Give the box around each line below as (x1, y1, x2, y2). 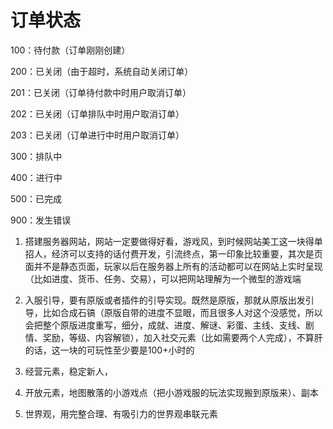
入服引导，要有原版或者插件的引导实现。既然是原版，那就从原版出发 (24, 294, 306, 306)
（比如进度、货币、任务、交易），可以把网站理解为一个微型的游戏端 (24, 272, 302, 285)
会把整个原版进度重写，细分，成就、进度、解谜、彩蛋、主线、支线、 (24, 319, 306, 331)
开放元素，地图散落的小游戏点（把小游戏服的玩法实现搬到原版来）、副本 (24, 386, 319, 398)
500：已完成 (10, 192, 62, 205)
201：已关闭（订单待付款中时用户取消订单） (10, 86, 192, 98)
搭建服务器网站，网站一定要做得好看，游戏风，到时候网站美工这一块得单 (24, 235, 323, 247)
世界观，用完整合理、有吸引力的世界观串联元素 (24, 407, 218, 420)
